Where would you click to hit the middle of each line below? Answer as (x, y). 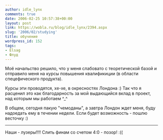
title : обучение (21, 37)
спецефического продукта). (34, 79)
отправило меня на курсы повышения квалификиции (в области (72, 74)
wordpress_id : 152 (24, 41)
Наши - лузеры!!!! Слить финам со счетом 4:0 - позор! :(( (64, 132)
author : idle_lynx (24, 9)
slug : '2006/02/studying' (31, 32)
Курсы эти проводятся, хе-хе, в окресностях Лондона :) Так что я (73, 88)
